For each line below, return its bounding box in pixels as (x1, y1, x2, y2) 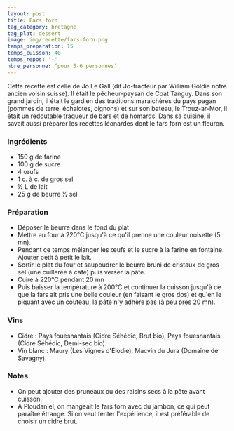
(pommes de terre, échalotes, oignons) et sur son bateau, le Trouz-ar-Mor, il (7, 104, 228, 112)
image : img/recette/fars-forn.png (7, 37, 109, 44)
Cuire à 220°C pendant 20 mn (17, 275, 104, 284)
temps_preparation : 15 (7, 43, 74, 50)
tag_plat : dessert (7, 29, 61, 37)
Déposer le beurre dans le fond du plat (17, 223, 130, 232)
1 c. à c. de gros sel (17, 175, 74, 183)
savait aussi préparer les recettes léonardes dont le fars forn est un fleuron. (7, 119, 226, 127)
